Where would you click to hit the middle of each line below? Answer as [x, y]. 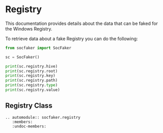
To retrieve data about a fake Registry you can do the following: [72, 39]
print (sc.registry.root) [31, 71]
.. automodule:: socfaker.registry [43, 117]
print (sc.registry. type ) [31, 85]
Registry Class [29, 106]
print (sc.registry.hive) [31, 66]
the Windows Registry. [29, 28]
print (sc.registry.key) [30, 76]
